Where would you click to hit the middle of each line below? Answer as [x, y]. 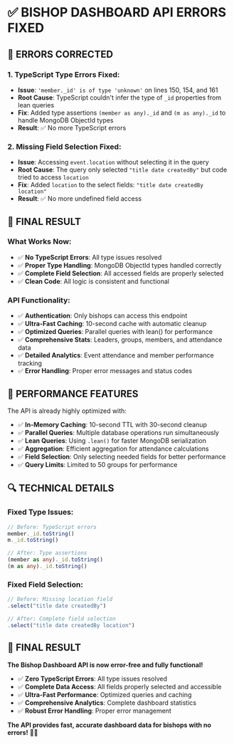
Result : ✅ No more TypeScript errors [72, 127]
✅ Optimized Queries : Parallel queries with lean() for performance [115, 332]
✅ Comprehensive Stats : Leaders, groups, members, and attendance [120, 340]
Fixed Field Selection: [45, 585]
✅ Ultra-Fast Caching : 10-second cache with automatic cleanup [112, 324]
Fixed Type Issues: [41, 512]
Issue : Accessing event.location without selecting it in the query [113, 162]
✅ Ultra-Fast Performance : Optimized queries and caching [105, 694]
